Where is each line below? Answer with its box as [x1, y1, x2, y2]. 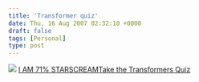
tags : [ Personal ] [8, 34, 67, 43]
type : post [8, 42, 45, 50]
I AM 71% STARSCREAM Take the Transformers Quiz [18, 65, 191, 75]
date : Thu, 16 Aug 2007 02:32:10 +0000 [8, 19, 142, 27]
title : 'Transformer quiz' [8, 11, 99, 20]
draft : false [8, 27, 52, 35]
